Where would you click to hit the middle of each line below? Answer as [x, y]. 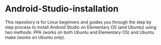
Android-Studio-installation [62, 9]
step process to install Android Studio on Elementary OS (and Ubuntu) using [81, 27]
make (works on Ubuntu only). [35, 37]
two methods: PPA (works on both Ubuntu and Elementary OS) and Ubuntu [80, 32]
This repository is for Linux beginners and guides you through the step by [78, 22]
